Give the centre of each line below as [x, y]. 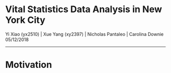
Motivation [29, 65]
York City [25, 20]
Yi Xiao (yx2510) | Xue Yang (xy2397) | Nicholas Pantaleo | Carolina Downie [84, 34]
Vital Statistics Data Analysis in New [84, 9]
